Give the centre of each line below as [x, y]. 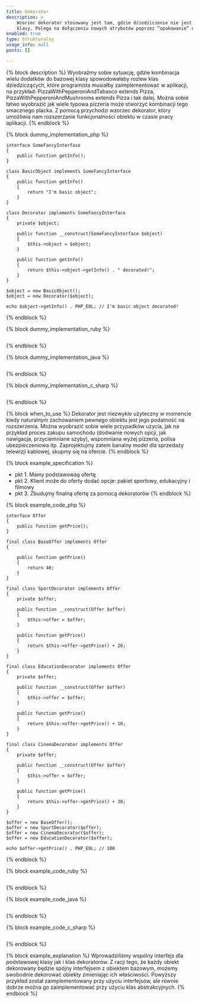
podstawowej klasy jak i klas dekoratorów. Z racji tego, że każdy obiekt [93, 962]
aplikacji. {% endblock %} [38, 123]
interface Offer [26, 516]
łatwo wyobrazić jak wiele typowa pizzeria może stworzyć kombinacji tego [97, 104]
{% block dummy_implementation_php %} [57, 134]
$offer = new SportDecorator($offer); [54, 827]
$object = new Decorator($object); [50, 296]
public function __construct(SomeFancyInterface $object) [90, 233]
